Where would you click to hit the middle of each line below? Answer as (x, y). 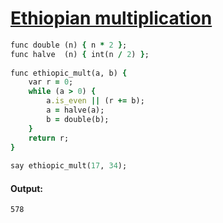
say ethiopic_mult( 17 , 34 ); (69, 166)
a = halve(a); (75, 110)
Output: (26, 188)
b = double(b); (78, 119)
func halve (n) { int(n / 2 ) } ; (80, 54)
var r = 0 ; (51, 82)
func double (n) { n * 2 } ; (69, 45)
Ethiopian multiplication (111, 18)
